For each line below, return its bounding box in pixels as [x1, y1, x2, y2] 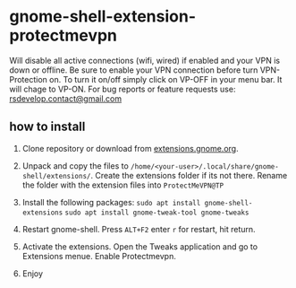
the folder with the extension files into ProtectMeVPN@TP [21, 179, 224, 190]
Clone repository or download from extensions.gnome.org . [21, 143, 239, 153]
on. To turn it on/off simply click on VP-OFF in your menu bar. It [48, 74, 283, 84]
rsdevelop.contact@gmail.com [9, 92, 123, 104]
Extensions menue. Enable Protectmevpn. [21, 250, 176, 261]
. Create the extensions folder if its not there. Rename [90, 170, 288, 180]
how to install [9, 119, 86, 135]
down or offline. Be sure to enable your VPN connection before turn [9, 65, 258, 75]
